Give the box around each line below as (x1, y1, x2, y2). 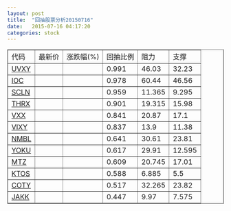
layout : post (7, 10, 45, 17)
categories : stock (7, 29, 60, 37)
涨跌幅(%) (66, 52, 100, 62)
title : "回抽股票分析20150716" (7, 17, 94, 23)
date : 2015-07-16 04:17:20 (7, 23, 91, 30)
